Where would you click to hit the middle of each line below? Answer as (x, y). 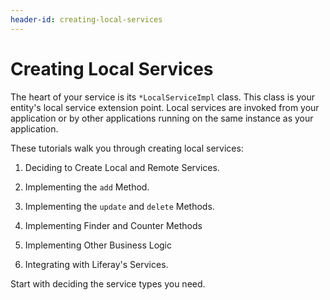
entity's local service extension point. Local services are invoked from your (165, 107)
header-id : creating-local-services (86, 19)
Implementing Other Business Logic (98, 245)
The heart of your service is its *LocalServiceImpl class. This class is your (163, 97)
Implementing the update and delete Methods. (119, 206)
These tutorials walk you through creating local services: (127, 148)
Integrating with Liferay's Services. (96, 264)
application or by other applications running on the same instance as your (162, 118)
